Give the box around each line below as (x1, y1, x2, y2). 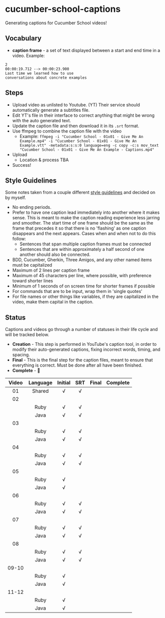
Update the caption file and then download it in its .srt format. (12, 123, 139, 129)
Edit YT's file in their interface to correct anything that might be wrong (12, 112, 155, 118)
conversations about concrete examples (5, 75, 87, 80)
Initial (57, 380, 70, 386)
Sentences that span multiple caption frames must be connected (19, 241, 151, 247)
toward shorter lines (12, 278, 53, 284)
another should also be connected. (19, 251, 91, 258)
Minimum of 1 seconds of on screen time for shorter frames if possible (12, 283, 155, 289)
